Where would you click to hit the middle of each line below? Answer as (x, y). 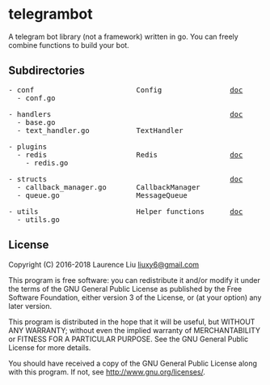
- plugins (27, 146)
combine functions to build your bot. (69, 45)
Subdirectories (46, 71)
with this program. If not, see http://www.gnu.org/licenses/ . (107, 372)
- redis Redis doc (130, 154)
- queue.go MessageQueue (102, 195)
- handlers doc (126, 114)
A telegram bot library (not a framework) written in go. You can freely (123, 36)
